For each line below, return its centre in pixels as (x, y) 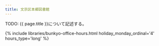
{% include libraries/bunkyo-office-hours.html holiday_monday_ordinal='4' (80, 33)
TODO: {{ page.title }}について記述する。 (46, 23)
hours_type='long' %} (27, 38)
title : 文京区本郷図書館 (27, 9)
